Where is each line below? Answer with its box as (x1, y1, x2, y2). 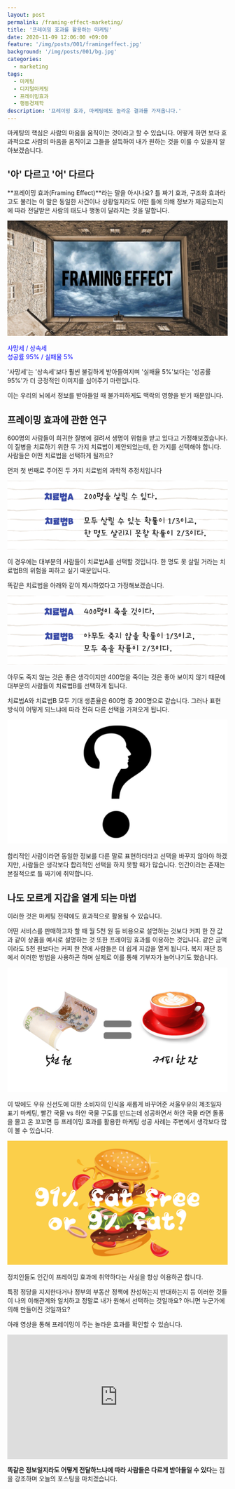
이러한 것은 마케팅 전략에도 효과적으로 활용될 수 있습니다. (7, 912, 162, 921)
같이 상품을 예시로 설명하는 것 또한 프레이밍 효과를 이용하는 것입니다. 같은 (14, 935, 215, 944)
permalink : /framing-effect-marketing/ (7, 18, 124, 26)
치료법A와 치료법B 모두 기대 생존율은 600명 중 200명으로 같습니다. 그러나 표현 (7, 696, 222, 705)
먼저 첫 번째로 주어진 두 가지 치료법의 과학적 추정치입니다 (7, 466, 162, 474)
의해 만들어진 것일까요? (7, 1305, 71, 1314)
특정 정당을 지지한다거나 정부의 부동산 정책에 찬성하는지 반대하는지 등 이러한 (7, 1288, 215, 1296)
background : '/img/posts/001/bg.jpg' (7, 48, 117, 55)
